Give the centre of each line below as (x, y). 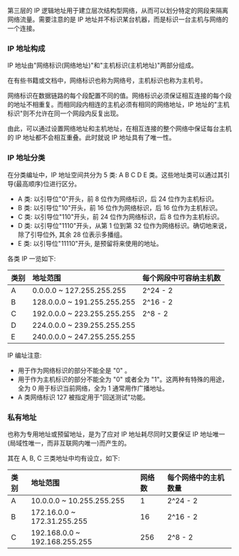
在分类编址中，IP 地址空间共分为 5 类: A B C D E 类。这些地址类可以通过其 (116, 175)
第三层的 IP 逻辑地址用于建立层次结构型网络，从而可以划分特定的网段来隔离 (118, 10)
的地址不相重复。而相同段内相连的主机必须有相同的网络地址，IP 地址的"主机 (118, 105)
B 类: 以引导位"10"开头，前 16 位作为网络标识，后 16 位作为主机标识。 (119, 207)
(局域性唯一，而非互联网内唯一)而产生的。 (69, 443)
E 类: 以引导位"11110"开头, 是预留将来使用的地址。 (90, 243)
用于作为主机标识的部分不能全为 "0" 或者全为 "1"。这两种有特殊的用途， (123, 379)
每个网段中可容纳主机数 (181, 278)
